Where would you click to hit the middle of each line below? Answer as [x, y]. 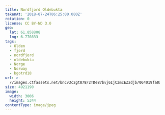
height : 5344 [23, 101]
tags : [11, 42]
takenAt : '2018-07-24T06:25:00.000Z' [44, 14]
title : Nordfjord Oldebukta [34, 10]
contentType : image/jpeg [30, 105]
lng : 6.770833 [24, 37]
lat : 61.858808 [25, 32]
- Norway [18, 69]
